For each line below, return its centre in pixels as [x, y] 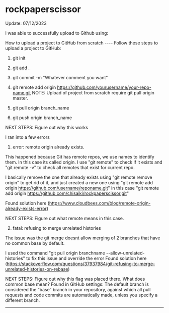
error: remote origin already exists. [48, 147]
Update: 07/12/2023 [26, 23]
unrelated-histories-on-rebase [37, 269]
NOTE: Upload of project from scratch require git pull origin [93, 92]
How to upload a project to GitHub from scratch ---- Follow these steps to [82, 43]
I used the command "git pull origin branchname [55, 253]
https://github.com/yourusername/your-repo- [104, 87]
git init [19, 58]
